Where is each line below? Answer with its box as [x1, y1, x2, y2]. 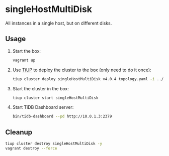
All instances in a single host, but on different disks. [5, 20, 112, 26]
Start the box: [12, 48, 41, 54]
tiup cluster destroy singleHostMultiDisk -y [5, 141, 102, 146]
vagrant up [12, 58, 36, 63]
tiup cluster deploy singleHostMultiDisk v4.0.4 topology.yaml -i [12, 76, 155, 81]
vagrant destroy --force [5, 145, 57, 151]
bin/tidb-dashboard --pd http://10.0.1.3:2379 [12, 114, 112, 119]
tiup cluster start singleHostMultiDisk [12, 95, 99, 100]
